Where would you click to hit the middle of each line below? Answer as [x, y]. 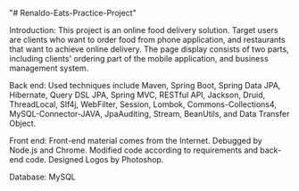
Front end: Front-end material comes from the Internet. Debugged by [136, 141]
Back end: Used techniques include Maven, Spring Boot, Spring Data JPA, [145, 85]
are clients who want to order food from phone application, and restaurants [147, 40]
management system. [49, 68]
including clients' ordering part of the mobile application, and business [139, 58]
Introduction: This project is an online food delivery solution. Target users [144, 30]
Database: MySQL [42, 177]
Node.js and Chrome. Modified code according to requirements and [134, 150]
